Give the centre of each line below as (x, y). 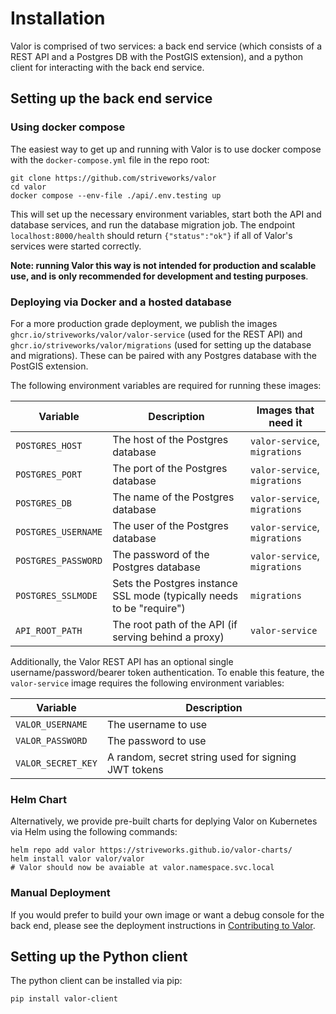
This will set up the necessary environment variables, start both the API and (166, 214)
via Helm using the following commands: (94, 832)
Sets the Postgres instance (175, 583)
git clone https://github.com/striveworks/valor (113, 178)
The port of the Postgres (170, 468)
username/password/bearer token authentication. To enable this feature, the (167, 672)
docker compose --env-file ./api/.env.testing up (116, 195)
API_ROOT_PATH (49, 630)
